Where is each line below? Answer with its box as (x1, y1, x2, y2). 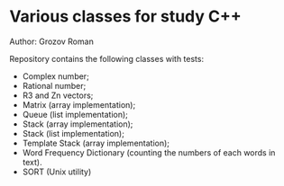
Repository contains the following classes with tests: (9, 53, 205, 64)
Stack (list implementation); (22, 128, 124, 138)
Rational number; (22, 80, 87, 91)
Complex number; (22, 70, 90, 82)
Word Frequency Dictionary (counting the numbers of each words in (22, 146, 276, 158)
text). (22, 156, 42, 167)
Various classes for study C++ (9, 6, 242, 27)
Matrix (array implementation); (22, 99, 136, 110)
